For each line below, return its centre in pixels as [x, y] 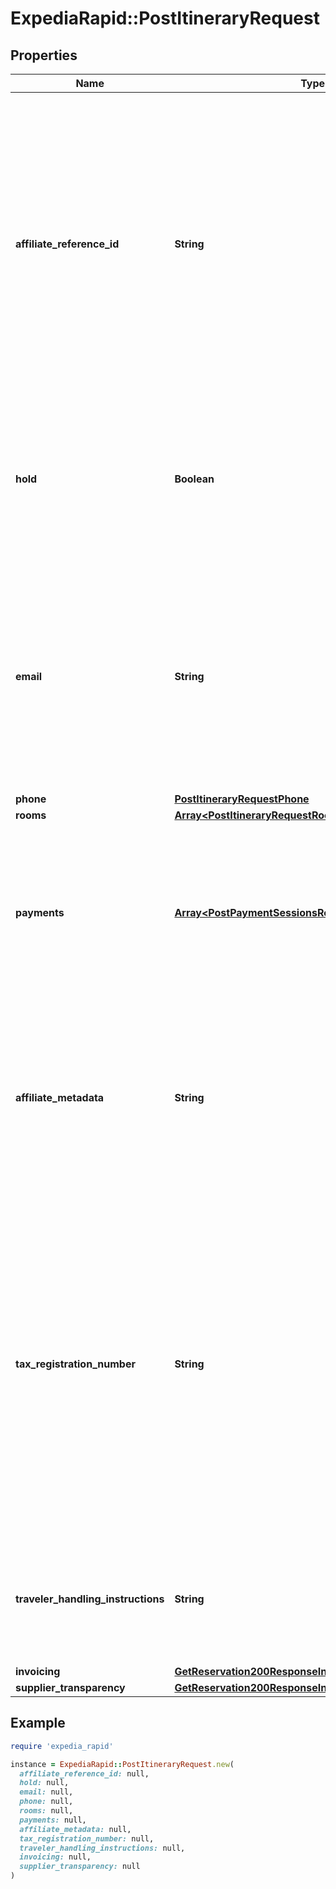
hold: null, [44, 1783]
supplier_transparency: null [80, 1867]
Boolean [194, 479]
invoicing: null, [55, 1857]
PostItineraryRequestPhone [242, 799]
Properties [44, 55]
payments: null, [53, 1820]
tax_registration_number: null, [87, 1838]
